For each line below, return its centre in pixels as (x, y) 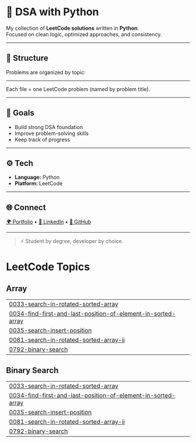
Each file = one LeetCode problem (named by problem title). (78, 89)
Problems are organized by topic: (46, 72)
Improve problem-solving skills (52, 133)
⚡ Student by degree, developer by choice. (72, 241)
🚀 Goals (20, 113)
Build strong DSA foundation (49, 127)
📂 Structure (27, 58)
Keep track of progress (42, 139)
